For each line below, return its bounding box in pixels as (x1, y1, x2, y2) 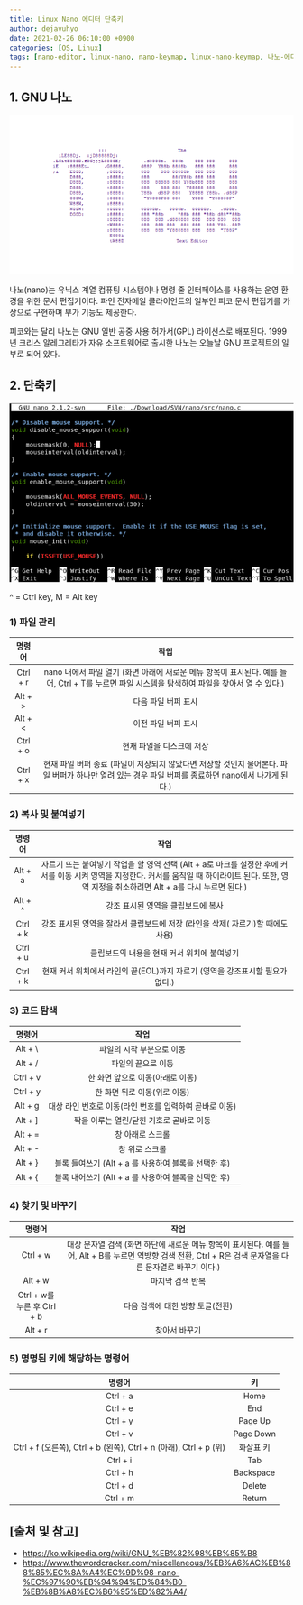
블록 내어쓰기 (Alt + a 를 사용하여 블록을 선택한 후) (54, 1172, 231, 1183)
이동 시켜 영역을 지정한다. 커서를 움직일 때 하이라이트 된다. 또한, (57, 871, 280, 881)
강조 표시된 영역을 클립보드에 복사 (106, 899, 224, 910)
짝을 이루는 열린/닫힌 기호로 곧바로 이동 (73, 1115, 212, 1126)
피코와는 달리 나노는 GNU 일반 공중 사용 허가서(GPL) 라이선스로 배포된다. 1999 (9, 326, 287, 337)
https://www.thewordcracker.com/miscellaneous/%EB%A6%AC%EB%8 (22, 1557, 291, 1569)
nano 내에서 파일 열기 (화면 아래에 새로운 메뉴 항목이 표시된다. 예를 (43, 666, 278, 677)
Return (242, 1492, 268, 1503)
